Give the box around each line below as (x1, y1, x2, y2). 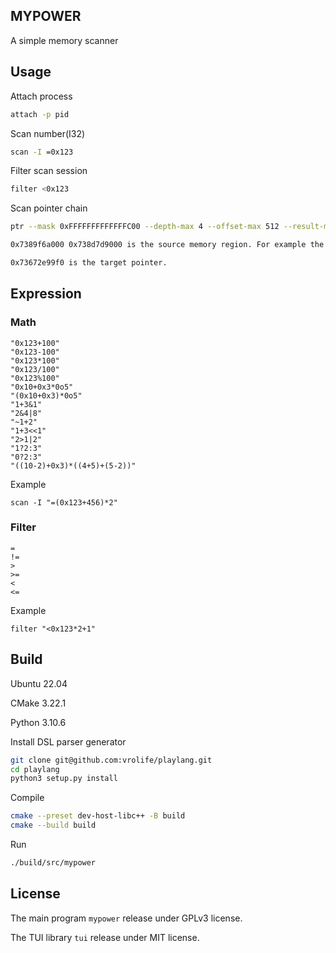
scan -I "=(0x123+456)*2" (10, 497, 118, 508)
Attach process (10, 90, 73, 102)
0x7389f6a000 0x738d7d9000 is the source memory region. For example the (10, 240, 325, 250)
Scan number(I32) (10, 127, 86, 139)
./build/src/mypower (10, 858, 97, 868)
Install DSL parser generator (10, 735, 127, 748)
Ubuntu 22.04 (10, 677, 68, 689)
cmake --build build (10, 820, 97, 831)
